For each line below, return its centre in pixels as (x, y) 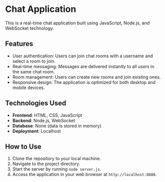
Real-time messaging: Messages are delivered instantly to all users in (83, 66)
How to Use (23, 146)
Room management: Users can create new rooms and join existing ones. (86, 77)
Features (19, 44)
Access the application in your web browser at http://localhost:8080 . (84, 175)
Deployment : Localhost (37, 131)
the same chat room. (34, 72)
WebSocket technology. (30, 28)
